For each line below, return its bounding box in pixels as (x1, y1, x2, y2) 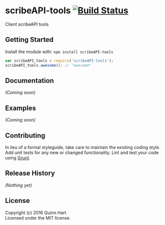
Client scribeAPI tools (5, 21, 49, 27)
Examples (5, 104, 36, 112)
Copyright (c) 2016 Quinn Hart (5, 210, 67, 216)
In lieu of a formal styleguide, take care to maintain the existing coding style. (5, 144, 161, 150)
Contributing (5, 131, 45, 140)
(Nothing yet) (5, 182, 32, 188)
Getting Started (5, 36, 54, 44)
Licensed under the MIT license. (5, 215, 71, 221)
